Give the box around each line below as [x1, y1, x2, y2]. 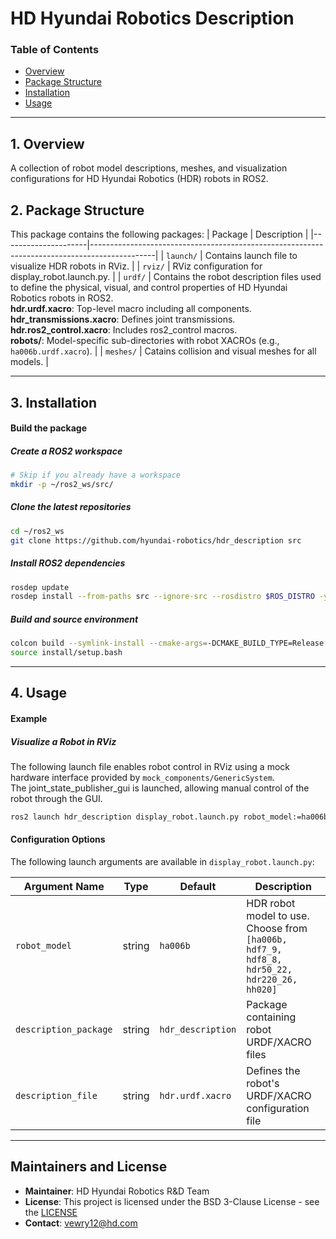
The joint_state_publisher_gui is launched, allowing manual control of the [10, 782, 310, 794]
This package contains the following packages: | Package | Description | [10, 228, 309, 241]
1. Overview [10, 135, 85, 152]
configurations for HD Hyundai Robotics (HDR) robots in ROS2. [10, 173, 269, 185]
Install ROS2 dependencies [10, 557, 126, 569]
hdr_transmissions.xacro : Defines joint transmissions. [10, 313, 236, 326]
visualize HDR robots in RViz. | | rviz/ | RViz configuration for [10, 260, 263, 272]
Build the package [10, 422, 88, 434]
